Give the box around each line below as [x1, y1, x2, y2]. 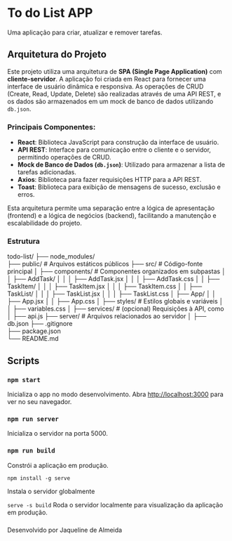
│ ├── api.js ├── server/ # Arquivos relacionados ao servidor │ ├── [7, 312, 207, 320]
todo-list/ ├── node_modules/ [7, 252, 95, 261]
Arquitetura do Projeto [7, 48, 107, 60]
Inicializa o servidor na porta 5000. [7, 429, 109, 438]
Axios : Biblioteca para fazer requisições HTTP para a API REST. [17, 176, 202, 184]
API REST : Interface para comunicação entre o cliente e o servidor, [17, 145, 212, 154]
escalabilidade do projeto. [7, 219, 82, 228]
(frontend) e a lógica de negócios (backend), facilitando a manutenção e [7, 211, 217, 220]
